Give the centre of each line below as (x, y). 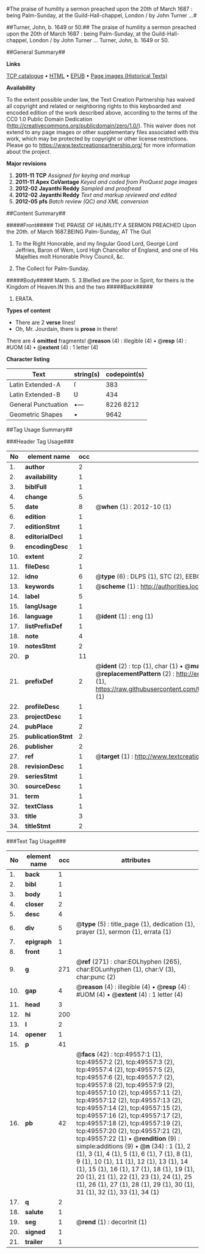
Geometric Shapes (36, 414)
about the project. (29, 152)
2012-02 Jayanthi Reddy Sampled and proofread (78, 188)
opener (36, 1034)
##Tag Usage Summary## (40, 429)
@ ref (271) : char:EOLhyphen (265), (129, 961)
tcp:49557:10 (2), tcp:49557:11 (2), (129, 1093)
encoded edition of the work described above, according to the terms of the (102, 112)
